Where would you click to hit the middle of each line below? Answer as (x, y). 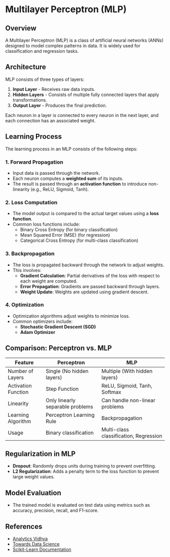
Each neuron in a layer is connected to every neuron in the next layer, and (82, 115)
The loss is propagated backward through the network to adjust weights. (88, 265)
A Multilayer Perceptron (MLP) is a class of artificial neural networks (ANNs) (84, 40)
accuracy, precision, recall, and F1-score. (55, 510)
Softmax (111, 392)
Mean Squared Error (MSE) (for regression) (65, 235)
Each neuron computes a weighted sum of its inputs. (68, 178)
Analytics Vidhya (30, 539)
